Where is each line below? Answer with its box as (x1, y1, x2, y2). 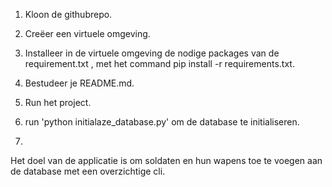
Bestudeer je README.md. (24, 77, 135, 89)
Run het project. (24, 97, 92, 108)
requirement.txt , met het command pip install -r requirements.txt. (24, 58, 295, 69)
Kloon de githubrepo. (24, 9, 113, 20)
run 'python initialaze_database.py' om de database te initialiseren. (24, 116, 300, 128)
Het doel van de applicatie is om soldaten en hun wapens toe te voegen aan (10, 155, 323, 166)
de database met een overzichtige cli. (10, 165, 166, 177)
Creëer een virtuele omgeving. (24, 28, 151, 39)
